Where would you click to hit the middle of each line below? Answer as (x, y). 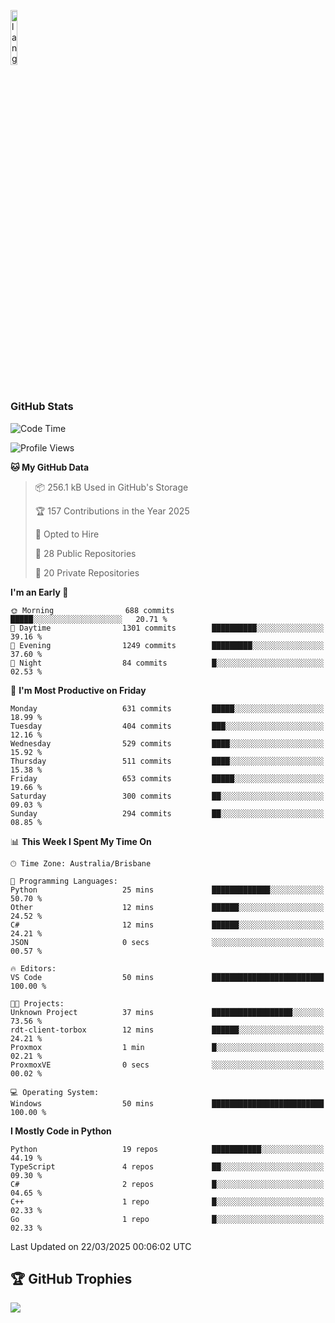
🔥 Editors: (33, 968)
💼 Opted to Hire (67, 534)
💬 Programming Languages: (64, 881)
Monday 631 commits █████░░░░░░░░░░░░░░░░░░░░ (167, 708)
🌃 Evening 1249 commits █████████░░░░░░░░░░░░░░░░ (167, 645)
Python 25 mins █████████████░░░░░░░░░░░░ (167, 890)
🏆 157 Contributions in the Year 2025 (112, 511)
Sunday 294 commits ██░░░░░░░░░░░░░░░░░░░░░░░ (167, 813)
